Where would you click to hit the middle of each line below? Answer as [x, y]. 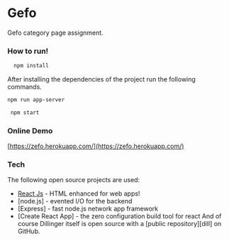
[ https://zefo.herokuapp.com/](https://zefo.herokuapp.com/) [96, 146]
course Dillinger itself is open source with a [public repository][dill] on [119, 224]
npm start [25, 112]
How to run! [28, 51]
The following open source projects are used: [74, 180]
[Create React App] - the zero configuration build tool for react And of [119, 216]
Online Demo [30, 130]
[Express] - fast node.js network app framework [88, 209]
